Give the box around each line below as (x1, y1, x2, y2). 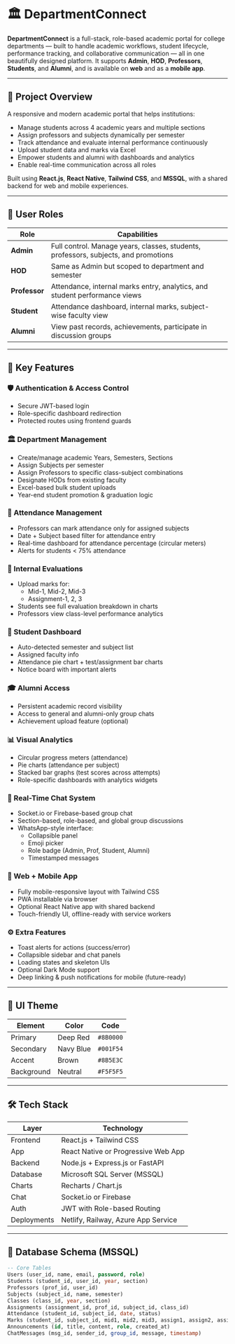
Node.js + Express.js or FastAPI (61, 1157, 164, 1167)
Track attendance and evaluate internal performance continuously (17, 138, 208, 147)
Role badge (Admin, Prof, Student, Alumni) (27, 847, 150, 855)
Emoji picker (27, 839, 64, 847)
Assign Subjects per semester (17, 461, 104, 469)
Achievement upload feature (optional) (17, 717, 129, 725)
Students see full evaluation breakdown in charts (17, 602, 159, 611)
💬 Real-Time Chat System (7, 793, 96, 802)
